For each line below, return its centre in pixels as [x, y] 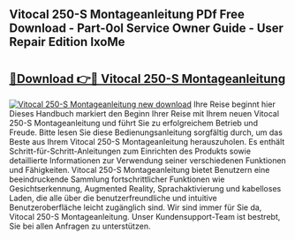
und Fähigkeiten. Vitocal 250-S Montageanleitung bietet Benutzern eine [140, 170]
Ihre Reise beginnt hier [234, 104]
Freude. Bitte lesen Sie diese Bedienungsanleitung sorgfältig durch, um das [146, 132]
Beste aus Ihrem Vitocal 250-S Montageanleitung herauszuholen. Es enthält [147, 142]
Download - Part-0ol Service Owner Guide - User [147, 29]
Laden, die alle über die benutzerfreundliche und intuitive [113, 198]
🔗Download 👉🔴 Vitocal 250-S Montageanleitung [147, 79]
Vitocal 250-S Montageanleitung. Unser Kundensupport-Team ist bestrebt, [145, 217]
